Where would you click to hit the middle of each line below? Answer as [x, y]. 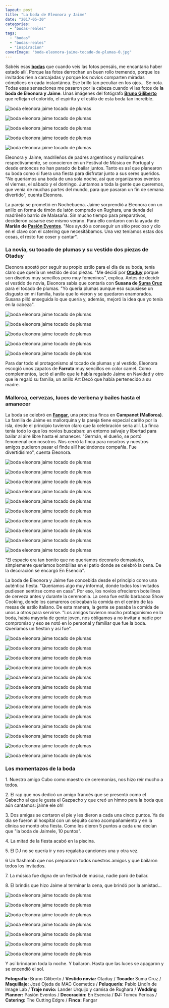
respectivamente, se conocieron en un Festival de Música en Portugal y [79, 162]
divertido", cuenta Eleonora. [34, 195]
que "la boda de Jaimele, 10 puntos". [43, 831]
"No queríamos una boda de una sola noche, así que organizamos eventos [83, 179]
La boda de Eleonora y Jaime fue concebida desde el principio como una [81, 580]
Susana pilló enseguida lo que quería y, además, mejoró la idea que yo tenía [84, 299]
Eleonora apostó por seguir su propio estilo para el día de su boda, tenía [80, 267]
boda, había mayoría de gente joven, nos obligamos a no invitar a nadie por [83, 618]
